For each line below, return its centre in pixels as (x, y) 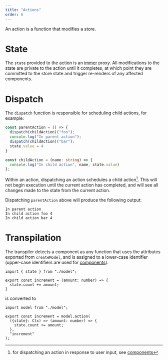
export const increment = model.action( (48, 316)
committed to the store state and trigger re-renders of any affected (74, 74)
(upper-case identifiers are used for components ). (57, 262)
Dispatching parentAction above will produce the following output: (73, 200)
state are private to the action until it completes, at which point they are (78, 68)
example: (14, 118)
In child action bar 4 (29, 218)
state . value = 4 (26, 146)
